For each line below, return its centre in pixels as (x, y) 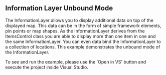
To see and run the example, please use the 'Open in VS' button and (76, 61)
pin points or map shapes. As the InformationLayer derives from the (75, 31)
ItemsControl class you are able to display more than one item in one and (80, 36)
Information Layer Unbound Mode (59, 8)
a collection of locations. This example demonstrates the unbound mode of (83, 46)
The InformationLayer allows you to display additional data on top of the (79, 20)
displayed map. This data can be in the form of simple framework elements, (83, 25)
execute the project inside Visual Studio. (47, 67)
